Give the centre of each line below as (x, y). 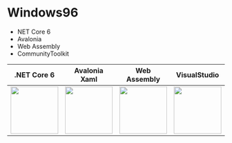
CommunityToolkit (43, 54)
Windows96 (43, 13)
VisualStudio (197, 75)
